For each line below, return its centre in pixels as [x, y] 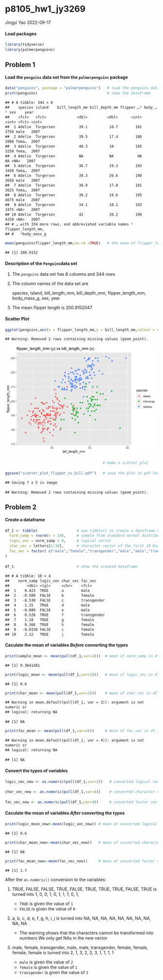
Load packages [21, 34]
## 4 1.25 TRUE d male [48, 605]
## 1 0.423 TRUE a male [48, 591]
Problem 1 [20, 65]
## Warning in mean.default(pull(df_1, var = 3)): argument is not [75, 703]
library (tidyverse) [25, 45]
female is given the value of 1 [48, 967]
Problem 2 [21, 507]
